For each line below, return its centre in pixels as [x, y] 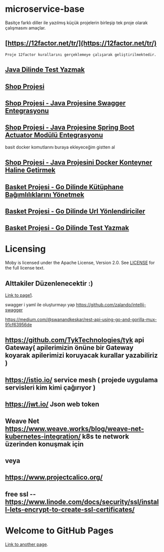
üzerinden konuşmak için [45, 444]
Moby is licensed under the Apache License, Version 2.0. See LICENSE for [80, 263]
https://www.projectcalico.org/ [54, 478]
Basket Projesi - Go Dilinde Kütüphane [64, 187]
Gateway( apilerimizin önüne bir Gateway [69, 348]
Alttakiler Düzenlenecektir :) [49, 283]
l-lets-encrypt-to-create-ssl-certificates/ [70, 509]
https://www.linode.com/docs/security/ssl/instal [82, 502]
